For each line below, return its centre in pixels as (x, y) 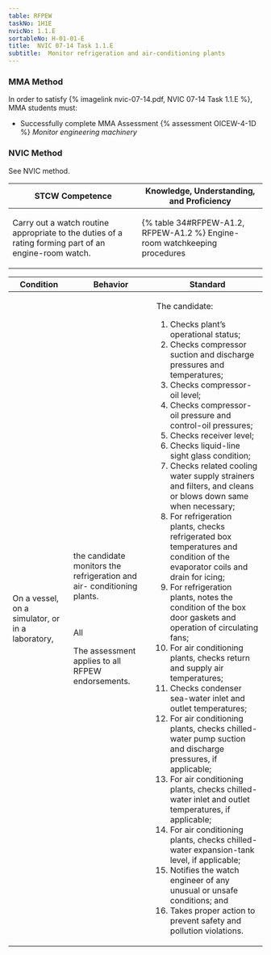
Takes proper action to (213, 911)
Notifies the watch (204, 870)
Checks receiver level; (212, 435)
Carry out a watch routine (61, 222)
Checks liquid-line (205, 446)
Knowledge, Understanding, (200, 191)
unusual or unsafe (204, 890)
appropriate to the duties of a (67, 233)
